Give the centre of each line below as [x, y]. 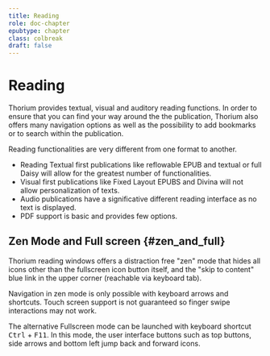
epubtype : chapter [39, 31]
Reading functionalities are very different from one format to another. [123, 149]
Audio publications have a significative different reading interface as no [138, 199]
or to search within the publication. [66, 134]
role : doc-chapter [39, 23]
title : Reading [34, 16]
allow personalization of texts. [70, 191]
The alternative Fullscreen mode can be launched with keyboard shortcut [130, 326]
